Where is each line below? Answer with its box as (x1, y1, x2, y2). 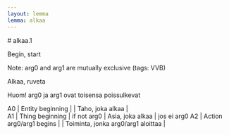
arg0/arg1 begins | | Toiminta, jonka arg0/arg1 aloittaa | (7, 119, 166, 127)
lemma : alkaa (7, 17, 46, 24)
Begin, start (7, 50, 41, 58)
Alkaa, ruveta (7, 77, 46, 85)
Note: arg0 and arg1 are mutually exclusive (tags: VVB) (7, 63, 166, 72)
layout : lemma (7, 10, 49, 18)
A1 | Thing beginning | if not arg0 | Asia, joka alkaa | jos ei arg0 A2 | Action (7, 112, 223, 120)
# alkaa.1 (7, 36, 32, 44)
